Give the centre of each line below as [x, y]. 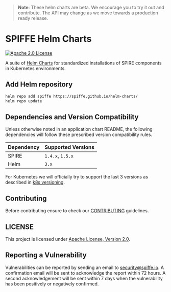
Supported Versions [69, 147]
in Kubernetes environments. [36, 68]
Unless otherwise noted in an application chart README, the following [79, 129]
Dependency [24, 147]
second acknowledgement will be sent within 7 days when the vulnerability [84, 278]
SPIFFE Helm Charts [48, 39]
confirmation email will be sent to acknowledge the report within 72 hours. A [86, 273]
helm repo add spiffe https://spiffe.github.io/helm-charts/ [72, 96]
